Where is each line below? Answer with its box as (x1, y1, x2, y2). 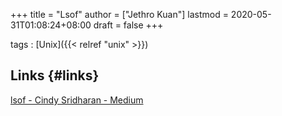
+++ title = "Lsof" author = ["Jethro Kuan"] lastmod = (10, 9, 229, 20)
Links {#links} (10, 67, 100, 84)
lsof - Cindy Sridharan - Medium (10, 94, 144, 106)
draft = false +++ (93, 19, 164, 31)
